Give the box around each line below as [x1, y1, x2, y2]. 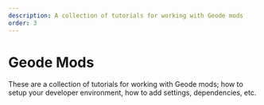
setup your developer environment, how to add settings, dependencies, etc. [8, 88, 257, 98]
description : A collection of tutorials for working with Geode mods [8, 11, 244, 20]
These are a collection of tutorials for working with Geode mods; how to [8, 80, 244, 89]
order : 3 [8, 19, 37, 27]
